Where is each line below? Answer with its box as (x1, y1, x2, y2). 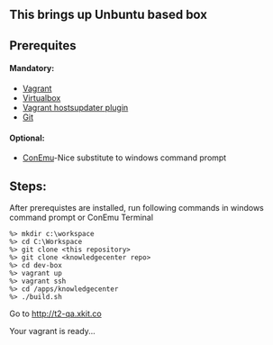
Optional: (9, 132, 45, 143)
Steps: (9, 178, 47, 194)
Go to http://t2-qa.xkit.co (9, 308, 102, 319)
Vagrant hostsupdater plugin (22, 102, 129, 113)
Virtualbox (22, 92, 61, 103)
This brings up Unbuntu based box (9, 7, 208, 23)
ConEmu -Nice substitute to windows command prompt (22, 152, 227, 163)
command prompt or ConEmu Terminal (9, 212, 154, 222)
